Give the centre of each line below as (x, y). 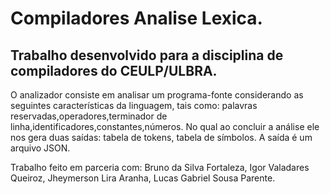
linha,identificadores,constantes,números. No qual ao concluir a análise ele (165, 126)
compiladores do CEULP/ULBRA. (114, 70)
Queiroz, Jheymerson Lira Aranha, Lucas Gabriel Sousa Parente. (143, 178)
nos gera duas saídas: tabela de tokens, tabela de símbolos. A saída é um (161, 137)
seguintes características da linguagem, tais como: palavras (134, 105)
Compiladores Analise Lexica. (136, 18)
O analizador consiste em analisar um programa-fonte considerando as (157, 95)
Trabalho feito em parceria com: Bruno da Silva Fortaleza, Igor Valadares (160, 167)
